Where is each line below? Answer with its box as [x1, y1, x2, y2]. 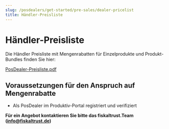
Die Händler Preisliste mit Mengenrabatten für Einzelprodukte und [5, 51, 144, 57]
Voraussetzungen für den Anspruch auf [5, 81, 135, 90]
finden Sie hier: [24, 57, 56, 63]
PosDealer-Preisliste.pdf [5, 66, 57, 72]
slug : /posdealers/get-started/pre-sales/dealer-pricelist [5, 7, 134, 13]
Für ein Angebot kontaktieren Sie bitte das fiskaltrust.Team [5, 113, 134, 119]
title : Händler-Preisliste [5, 12, 63, 17]
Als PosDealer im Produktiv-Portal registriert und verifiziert [12, 102, 137, 109]
